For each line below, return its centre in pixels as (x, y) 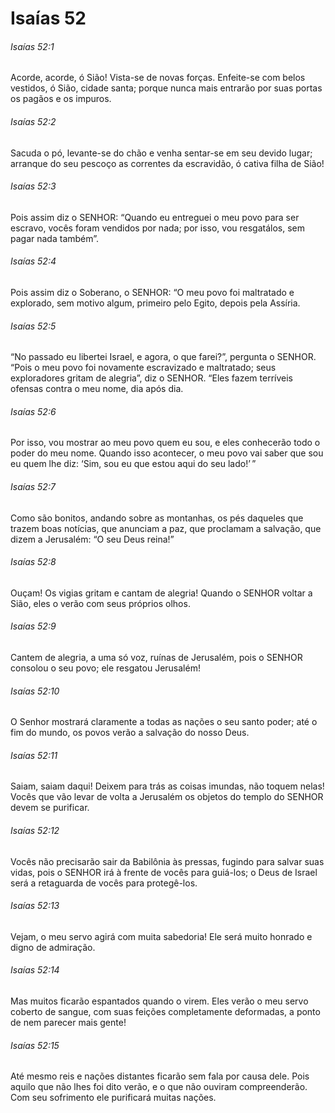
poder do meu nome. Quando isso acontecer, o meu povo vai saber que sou (167, 453)
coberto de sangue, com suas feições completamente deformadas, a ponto (165, 1012)
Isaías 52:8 (33, 562)
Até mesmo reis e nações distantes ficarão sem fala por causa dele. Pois (160, 1076)
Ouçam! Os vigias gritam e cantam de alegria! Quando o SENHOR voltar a (161, 593)
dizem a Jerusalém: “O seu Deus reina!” (92, 539)
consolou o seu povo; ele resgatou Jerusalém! (105, 668)
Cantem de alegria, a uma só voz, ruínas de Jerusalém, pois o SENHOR (156, 658)
